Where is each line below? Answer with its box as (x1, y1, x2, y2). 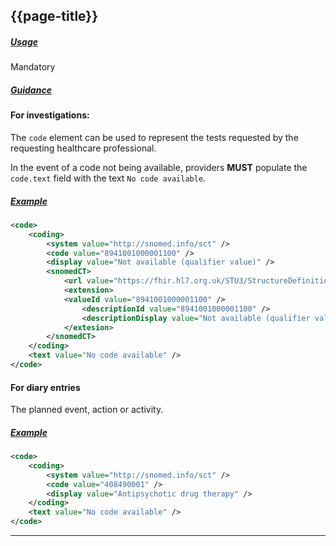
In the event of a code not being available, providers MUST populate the (10, 161, 308, 173)
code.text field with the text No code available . (10, 172, 207, 184)
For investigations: (10, 109, 90, 121)
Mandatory (10, 61, 56, 73)
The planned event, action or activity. (10, 404, 164, 416)
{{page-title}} (10, 8, 99, 25)
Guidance (10, 84, 52, 96)
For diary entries (10, 381, 81, 393)
